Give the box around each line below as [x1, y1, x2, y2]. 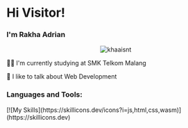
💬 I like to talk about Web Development [6, 72, 117, 81]
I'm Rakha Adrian [6, 30, 66, 40]
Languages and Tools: [6, 90, 83, 99]
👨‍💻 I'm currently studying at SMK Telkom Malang [6, 59, 146, 67]
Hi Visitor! [6, 5, 65, 21]
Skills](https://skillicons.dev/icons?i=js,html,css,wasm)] [23, 106, 182, 114]
